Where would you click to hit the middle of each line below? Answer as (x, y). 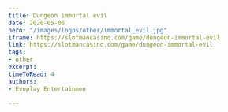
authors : (22, 81)
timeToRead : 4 (32, 74)
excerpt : (22, 67)
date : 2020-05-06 (37, 23)
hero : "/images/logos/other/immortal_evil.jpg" (88, 30)
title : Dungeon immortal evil (58, 15)
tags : (17, 52)
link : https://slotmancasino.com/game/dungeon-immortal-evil (111, 45)
